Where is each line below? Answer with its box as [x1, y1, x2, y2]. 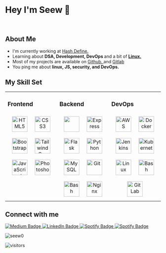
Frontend [7, 100, 34, 108]
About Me [5, 35, 36, 43]
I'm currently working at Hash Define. [12, 48, 89, 54]
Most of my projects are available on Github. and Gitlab [12, 58, 124, 64]
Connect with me [5, 210, 59, 218]
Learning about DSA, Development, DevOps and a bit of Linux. [12, 53, 142, 59]
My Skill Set [5, 78, 42, 86]
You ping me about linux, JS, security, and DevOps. [12, 64, 120, 70]
